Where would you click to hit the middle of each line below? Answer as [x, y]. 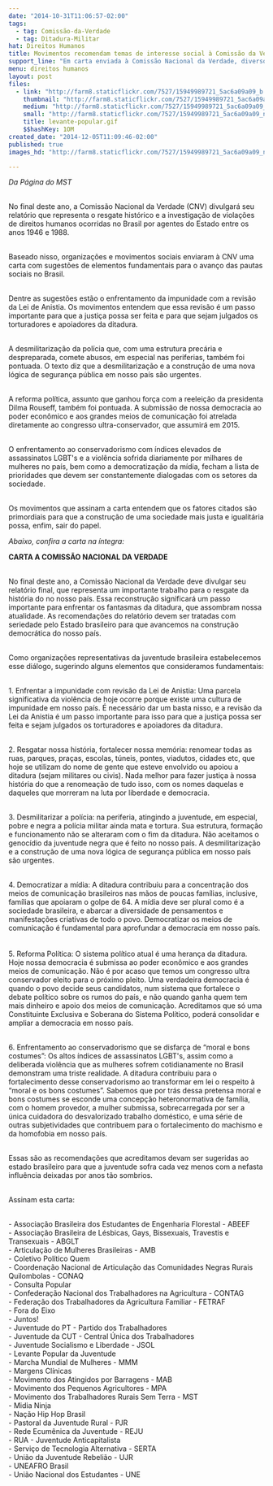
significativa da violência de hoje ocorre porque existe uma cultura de [125, 699]
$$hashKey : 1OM [49, 129]
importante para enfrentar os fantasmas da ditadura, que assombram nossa [135, 607]
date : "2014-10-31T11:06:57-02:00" [69, 16]
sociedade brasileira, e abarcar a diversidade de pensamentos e [116, 910]
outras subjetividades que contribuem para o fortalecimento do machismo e [135, 1125]
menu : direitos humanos [49, 69]
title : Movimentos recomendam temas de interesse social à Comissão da [132, 54]
